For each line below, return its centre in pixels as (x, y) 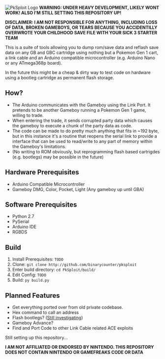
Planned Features (33, 296)
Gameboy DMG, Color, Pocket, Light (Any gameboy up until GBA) (78, 189)
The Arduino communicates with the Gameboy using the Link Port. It (81, 105)
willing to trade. (28, 115)
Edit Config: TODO (29, 275)
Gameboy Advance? (33, 323)
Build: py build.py (31, 280)
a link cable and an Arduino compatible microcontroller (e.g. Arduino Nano (80, 58)
